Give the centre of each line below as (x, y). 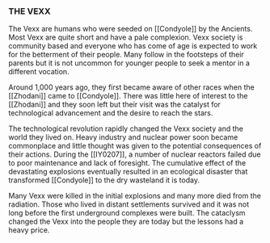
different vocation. (39, 72)
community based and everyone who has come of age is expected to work (133, 46)
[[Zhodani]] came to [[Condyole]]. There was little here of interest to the (128, 96)
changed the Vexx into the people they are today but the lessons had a (126, 222)
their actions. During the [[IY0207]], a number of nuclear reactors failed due (135, 154)
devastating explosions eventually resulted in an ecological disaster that (128, 172)
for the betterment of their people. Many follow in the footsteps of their (126, 55)
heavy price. (29, 230)
